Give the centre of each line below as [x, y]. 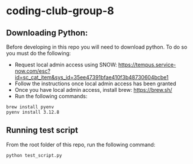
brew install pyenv [30, 107]
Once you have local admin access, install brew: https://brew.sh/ [94, 90]
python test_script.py [34, 155]
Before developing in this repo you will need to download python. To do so [97, 47]
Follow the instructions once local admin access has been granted [95, 83]
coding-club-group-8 [60, 11]
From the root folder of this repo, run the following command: [81, 144]
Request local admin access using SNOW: [66, 65]
